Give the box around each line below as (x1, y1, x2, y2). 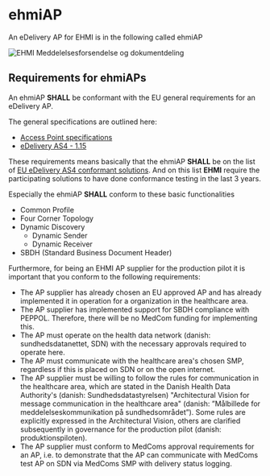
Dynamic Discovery (19, 221, 85, 231)
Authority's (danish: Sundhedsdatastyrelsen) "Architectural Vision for (19, 390, 250, 399)
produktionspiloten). (19, 433, 88, 442)
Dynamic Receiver (31, 239, 93, 249)
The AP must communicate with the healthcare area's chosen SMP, (19, 356, 244, 366)
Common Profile (19, 205, 75, 214)
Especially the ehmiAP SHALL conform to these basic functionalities (8, 189, 235, 199)
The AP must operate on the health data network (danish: (19, 330, 211, 340)
